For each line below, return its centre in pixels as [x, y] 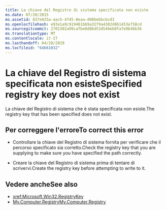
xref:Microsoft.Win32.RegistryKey [48, 197]
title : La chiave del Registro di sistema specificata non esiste [77, 10]
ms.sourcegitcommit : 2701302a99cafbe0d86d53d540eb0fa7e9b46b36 [74, 29]
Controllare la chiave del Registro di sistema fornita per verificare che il [87, 142]
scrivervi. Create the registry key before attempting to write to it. [79, 168]
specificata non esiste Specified [74, 84]
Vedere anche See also [41, 184]
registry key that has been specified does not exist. [59, 114]
